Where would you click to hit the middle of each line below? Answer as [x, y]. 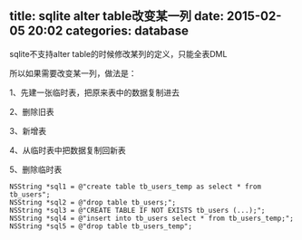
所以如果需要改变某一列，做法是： [73, 73]
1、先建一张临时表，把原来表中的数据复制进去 [94, 92]
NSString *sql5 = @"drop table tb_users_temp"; [101, 226]
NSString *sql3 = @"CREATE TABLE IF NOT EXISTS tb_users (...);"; [137, 210]
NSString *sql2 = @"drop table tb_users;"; [93, 202]
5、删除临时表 [36, 169]
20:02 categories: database [108, 31]
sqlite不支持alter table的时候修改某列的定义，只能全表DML [118, 53]
